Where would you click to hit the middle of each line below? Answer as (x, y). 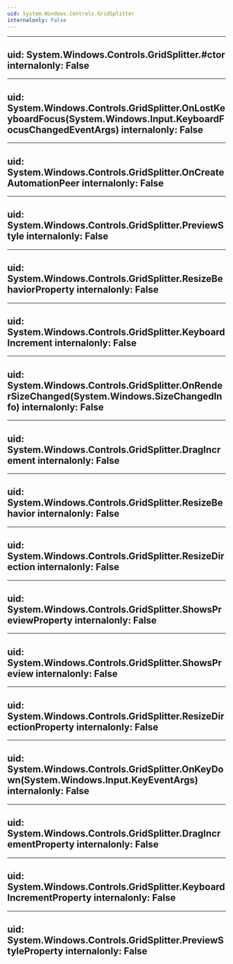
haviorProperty (41, 290)
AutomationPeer (43, 183)
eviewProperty (40, 621)
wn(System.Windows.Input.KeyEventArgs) (103, 780)
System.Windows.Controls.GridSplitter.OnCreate (116, 172)
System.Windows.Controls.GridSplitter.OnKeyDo (115, 769)
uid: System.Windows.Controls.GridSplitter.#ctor (116, 55)
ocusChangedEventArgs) (63, 130)
